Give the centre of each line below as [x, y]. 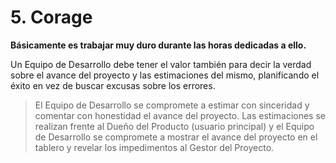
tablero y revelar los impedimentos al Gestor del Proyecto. [154, 147]
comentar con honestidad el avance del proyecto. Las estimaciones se [180, 115]
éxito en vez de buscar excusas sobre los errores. [113, 85]
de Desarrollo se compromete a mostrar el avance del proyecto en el [176, 137]
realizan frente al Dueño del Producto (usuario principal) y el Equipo [174, 126]
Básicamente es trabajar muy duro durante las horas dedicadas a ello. [158, 45]
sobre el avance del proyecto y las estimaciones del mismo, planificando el [165, 75]
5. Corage [51, 17]
